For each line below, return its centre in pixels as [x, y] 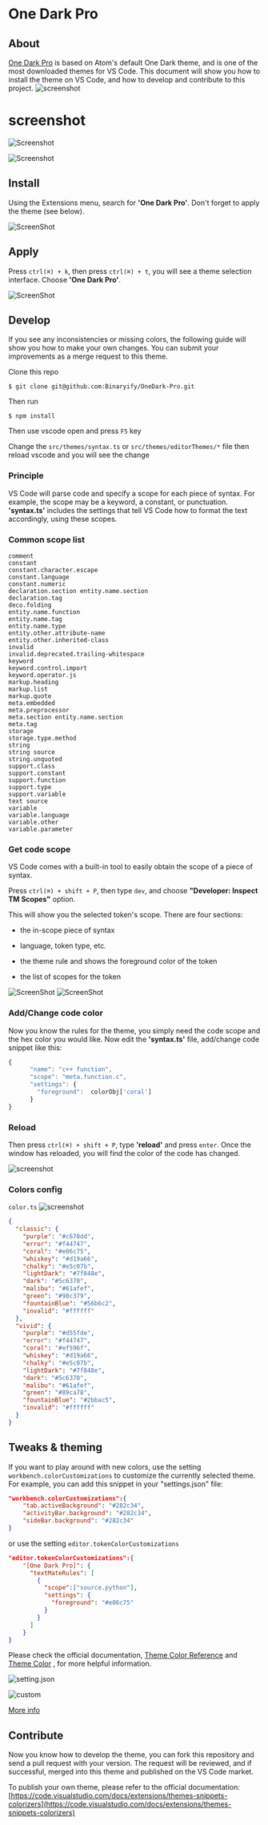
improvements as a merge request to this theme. [88, 356]
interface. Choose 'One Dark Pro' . [65, 279]
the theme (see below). [46, 211]
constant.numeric [37, 584]
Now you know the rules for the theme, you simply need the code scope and [134, 1030]
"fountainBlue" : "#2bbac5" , [69, 1400]
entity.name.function [44, 612]
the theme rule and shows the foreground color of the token [118, 961]
